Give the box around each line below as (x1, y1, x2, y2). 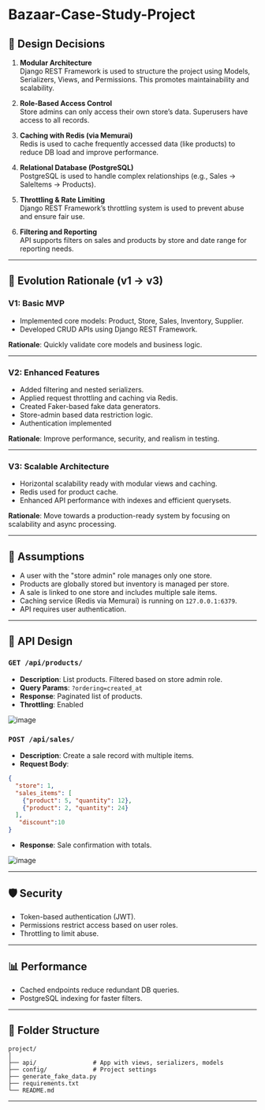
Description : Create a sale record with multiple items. (19, 751, 195, 760)
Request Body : (19, 760, 69, 769)
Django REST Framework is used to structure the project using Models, (19, 66, 251, 76)
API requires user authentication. (19, 604, 127, 614)
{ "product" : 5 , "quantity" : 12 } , (22, 797, 132, 805)
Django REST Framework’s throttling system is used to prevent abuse (19, 203, 244, 213)
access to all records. (19, 116, 90, 124)
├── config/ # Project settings (8, 1066, 157, 1074)
